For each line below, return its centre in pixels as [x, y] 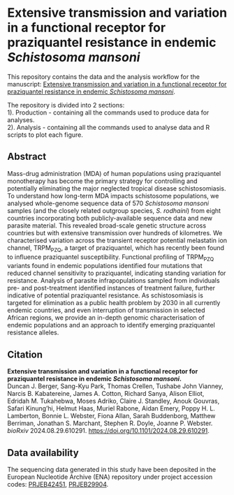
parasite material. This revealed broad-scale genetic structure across [107, 226]
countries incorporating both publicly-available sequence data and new [110, 218]
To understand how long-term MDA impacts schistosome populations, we [113, 195]
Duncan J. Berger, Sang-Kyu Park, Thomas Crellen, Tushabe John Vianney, [115, 386]
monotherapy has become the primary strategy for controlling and [102, 181]
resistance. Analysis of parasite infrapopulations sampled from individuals [114, 281]
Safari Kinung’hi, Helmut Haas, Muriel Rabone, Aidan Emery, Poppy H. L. [111, 408]
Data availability [43, 453]
